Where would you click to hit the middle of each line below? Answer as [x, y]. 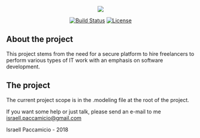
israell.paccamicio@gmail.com [44, 118]
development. [23, 67]
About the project [40, 39]
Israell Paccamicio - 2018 [37, 130]
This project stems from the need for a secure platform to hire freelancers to [100, 53]
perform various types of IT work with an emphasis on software [85, 60]
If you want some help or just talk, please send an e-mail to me [84, 112]
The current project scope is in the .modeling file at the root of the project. [98, 100]
